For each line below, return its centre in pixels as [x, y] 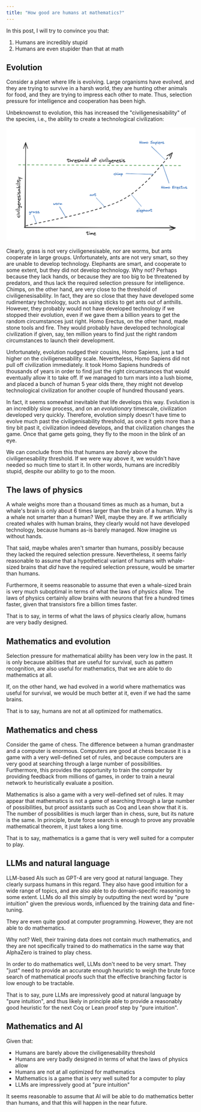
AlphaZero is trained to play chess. [49, 952]
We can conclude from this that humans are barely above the [82, 452]
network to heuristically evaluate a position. [60, 783]
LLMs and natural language [58, 863]
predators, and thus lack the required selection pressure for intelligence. [95, 283]
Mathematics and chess [52, 730]
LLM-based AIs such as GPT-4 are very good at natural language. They [94, 877]
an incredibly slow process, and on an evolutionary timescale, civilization [97, 408]
